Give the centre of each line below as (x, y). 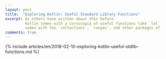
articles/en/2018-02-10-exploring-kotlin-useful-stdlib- (84, 46)
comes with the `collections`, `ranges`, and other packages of (93, 28)
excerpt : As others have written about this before (59, 19)
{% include (16, 46)
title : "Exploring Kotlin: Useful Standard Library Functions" (73, 14)
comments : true (21, 32)
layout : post (19, 10)
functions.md (19, 52)
